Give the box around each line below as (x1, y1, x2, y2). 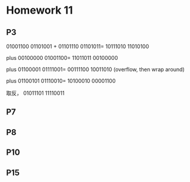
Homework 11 (6, 4, 73, 17)
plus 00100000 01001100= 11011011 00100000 (6, 55, 118, 61)
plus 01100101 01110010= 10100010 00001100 (6, 78, 116, 84)
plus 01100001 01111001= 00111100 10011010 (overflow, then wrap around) (6, 66, 185, 73)
